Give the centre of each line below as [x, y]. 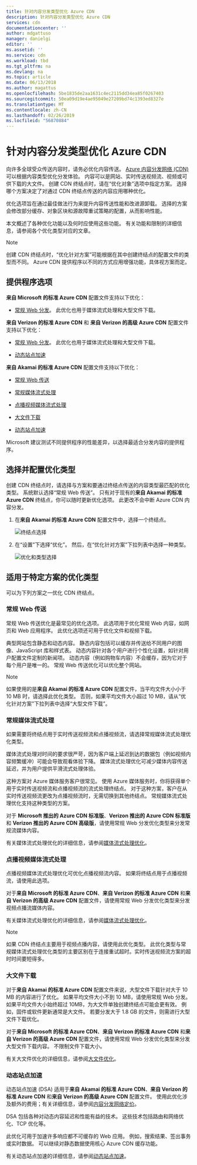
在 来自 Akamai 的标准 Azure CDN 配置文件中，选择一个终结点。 [92, 519]
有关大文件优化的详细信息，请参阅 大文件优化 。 [62, 1059]
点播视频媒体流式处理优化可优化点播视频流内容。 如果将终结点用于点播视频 [97, 874]
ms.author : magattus [31, 88]
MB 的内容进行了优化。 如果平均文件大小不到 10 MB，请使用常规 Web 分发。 [98, 997]
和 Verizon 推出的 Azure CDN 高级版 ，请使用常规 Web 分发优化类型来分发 [96, 823]
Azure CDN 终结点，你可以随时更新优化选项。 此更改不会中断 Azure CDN [95, 499]
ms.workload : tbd [27, 61]
